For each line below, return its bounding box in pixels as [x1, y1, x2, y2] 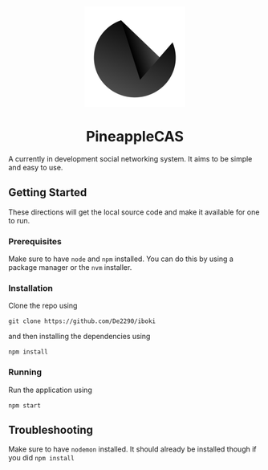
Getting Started [8, 186, 87, 199]
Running [8, 366, 43, 378]
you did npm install [8, 453, 75, 463]
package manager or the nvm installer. [8, 263, 132, 272]
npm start [8, 401, 42, 410]
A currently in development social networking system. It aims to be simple [8, 153, 253, 163]
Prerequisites [8, 235, 62, 247]
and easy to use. [8, 162, 63, 172]
